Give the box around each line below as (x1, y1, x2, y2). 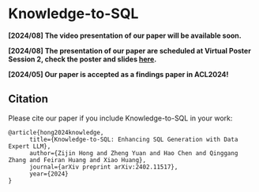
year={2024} (28, 170, 69, 178)
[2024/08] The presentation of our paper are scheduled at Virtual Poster (8, 46, 251, 55)
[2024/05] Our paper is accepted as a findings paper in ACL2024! (8, 69, 229, 79)
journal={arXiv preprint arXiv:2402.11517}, (28, 163, 178, 171)
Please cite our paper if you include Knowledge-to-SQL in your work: (8, 113, 233, 123)
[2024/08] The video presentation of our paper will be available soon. (8, 31, 242, 40)
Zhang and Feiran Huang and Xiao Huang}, (8, 156, 147, 164)
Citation (8, 92, 49, 106)
